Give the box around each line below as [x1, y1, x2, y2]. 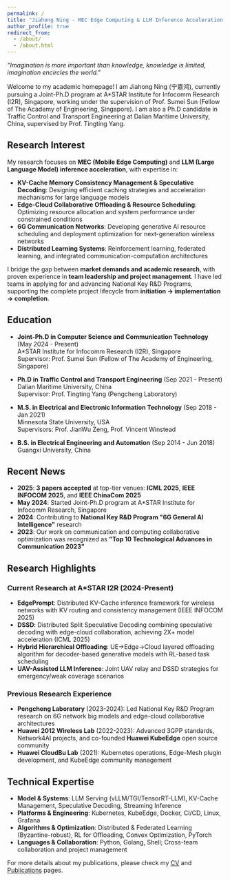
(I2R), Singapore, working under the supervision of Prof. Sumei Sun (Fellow [7, 98, 220, 105]
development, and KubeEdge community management [17, 756, 172, 765]
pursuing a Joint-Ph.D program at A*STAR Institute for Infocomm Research [7, 90, 220, 99]
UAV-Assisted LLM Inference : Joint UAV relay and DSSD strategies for [17, 665, 219, 673]
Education [7, 314, 52, 326]
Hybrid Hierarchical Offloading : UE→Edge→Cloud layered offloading [17, 643, 215, 651]
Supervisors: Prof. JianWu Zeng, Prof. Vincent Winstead [17, 425, 176, 433]
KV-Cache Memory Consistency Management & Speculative [17, 178, 194, 187]
